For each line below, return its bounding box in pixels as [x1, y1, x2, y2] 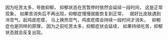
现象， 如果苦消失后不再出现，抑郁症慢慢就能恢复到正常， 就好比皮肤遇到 [5, 10, 161, 16]
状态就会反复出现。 [5, 29, 46, 35]
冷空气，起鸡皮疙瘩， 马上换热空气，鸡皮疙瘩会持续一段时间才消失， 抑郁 [5, 17, 161, 22]
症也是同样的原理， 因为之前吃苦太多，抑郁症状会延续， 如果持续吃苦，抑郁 [5, 23, 163, 29]
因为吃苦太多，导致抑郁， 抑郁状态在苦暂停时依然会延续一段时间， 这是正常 [5, 4, 163, 10]
